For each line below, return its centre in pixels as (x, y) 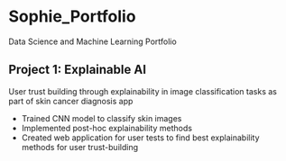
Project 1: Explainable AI (77, 70)
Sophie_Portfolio (72, 17)
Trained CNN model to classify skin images (101, 118)
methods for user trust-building (80, 147)
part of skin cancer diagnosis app (71, 101)
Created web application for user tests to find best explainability (140, 138)
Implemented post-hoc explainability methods (107, 128)
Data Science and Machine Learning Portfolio (92, 41)
